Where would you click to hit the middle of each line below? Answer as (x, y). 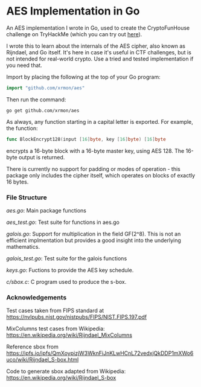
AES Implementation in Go (73, 11)
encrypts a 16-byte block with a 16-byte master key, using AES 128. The (95, 151)
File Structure (27, 197)
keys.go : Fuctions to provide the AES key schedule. (70, 270)
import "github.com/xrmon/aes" (46, 88)
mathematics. (23, 246)
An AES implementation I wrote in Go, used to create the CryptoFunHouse (98, 28)
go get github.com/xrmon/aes (43, 110)
